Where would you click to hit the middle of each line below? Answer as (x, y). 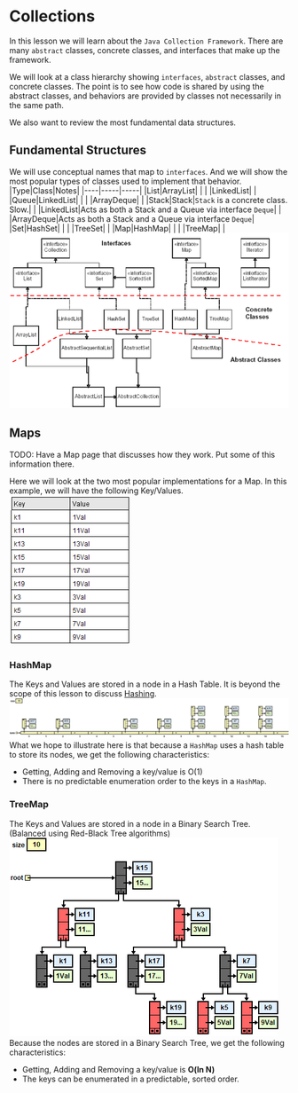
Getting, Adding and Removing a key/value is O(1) (112, 772)
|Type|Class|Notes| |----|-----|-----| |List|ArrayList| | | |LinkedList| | (133, 190)
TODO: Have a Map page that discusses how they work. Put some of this (142, 454)
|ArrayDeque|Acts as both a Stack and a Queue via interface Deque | (132, 218)
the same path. (37, 105)
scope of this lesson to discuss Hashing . (83, 693)
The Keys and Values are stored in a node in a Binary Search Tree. (130, 823)
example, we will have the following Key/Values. (96, 491)
